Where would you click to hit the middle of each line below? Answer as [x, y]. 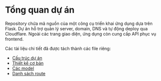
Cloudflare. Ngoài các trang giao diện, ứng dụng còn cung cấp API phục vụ [81, 34]
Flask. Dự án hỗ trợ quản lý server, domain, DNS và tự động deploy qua [76, 28]
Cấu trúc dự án [27, 58]
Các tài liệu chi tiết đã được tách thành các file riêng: [58, 48]
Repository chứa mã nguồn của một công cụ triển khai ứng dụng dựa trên [79, 23]
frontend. [14, 39]
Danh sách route [29, 73]
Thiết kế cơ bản [28, 63]
